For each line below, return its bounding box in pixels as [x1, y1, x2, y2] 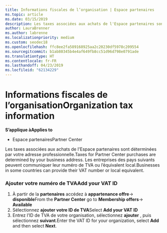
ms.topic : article [5, 12, 43, 17]
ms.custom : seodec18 [5, 40, 48, 45]
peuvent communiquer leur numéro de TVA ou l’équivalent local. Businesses [5, 162, 160, 168]
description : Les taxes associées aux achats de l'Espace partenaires [5, 21, 155, 26]
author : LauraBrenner [5, 26, 50, 31]
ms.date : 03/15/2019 [5, 16, 48, 21]
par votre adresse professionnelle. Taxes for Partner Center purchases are [5, 151, 156, 157]
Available [12, 202, 32, 208]
